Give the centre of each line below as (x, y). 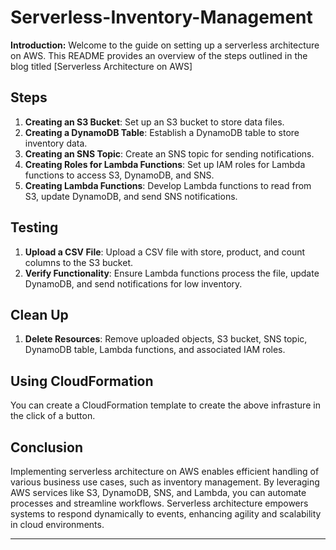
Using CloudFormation (82, 381)
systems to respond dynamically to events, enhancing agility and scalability (166, 514)
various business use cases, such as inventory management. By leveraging (165, 482)
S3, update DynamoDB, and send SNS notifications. (131, 196)
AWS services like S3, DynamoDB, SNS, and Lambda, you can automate (158, 492)
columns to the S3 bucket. (79, 262)
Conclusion (47, 447)
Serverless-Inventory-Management (161, 17)
